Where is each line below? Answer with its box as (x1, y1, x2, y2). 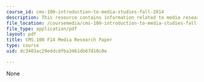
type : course (6, 43, 39, 49)
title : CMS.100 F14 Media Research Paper (6, 37, 113, 43)
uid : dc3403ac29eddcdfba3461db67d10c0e (6, 48, 107, 54)
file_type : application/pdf (6, 25, 78, 32)
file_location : (6, 20, 45, 26)
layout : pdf (6, 31, 36, 37)
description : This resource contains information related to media (6, 14, 181, 20)
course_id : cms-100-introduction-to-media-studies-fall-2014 (6, 8, 165, 15)
